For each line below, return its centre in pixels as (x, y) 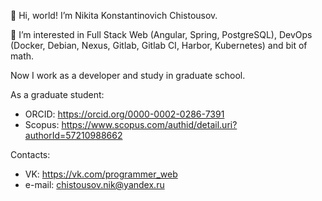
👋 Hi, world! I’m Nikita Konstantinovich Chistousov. (114, 15)
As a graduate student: (57, 94)
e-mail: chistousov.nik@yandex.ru (94, 184)
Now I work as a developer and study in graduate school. (128, 75)
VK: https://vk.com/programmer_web (101, 174)
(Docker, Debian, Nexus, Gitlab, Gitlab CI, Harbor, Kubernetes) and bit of (159, 45)
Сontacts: (30, 154)
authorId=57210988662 (73, 135)
